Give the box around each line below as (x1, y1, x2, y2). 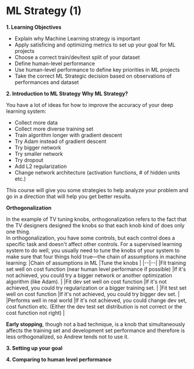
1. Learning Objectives (6, 24, 62, 31)
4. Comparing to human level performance (6, 355, 112, 363)
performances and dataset (14, 78, 79, 86)
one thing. (6, 228, 30, 235)
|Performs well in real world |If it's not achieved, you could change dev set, (6, 297, 187, 304)
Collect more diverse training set (14, 125, 94, 132)
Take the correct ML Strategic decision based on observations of (14, 72, 172, 79)
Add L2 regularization (14, 163, 67, 170)
